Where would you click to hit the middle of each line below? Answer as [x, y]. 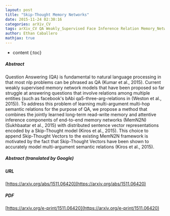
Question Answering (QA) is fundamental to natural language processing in [83, 77]
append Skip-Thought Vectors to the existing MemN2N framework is [77, 136]
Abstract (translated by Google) [40, 158]
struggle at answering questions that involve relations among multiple [78, 93]
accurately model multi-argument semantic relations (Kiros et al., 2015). [80, 147]
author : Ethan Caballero [31, 33]
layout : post [19, 10]
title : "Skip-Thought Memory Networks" [47, 15]
